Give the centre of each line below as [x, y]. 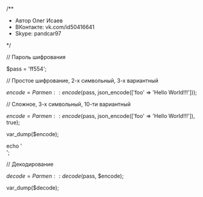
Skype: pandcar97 [38, 33]
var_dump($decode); [33, 188]
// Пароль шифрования [36, 57]
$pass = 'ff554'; [26, 69]
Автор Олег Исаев [39, 20]
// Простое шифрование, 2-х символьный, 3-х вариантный [82, 81]
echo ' [14, 146]
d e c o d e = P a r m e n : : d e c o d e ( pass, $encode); [65, 176]
